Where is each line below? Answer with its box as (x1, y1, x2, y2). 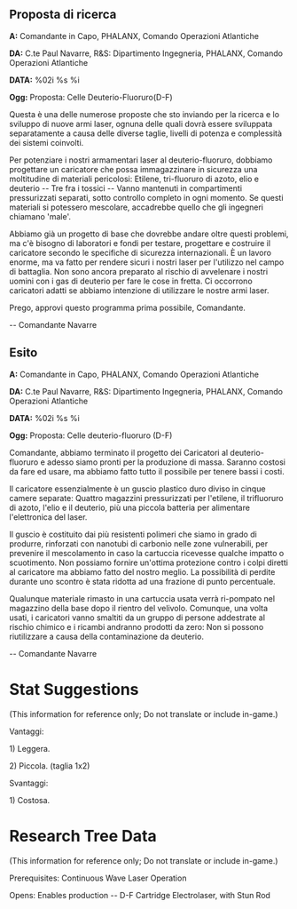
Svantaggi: (9, 777, 49, 788)
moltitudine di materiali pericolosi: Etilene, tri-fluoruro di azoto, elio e (9, 173, 260, 184)
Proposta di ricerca (9, 7, 117, 22)
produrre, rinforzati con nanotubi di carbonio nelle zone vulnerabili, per (9, 538, 269, 549)
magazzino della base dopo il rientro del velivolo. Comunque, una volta (9, 602, 269, 613)
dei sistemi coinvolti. (9, 137, 84, 148)
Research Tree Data (9, 825, 157, 846)
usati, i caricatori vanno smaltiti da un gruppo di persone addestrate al (9, 612, 266, 623)
